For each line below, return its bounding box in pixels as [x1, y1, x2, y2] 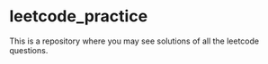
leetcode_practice [9, 6, 148, 27]
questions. [9, 44, 49, 55]
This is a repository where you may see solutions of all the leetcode [9, 36, 260, 46]
